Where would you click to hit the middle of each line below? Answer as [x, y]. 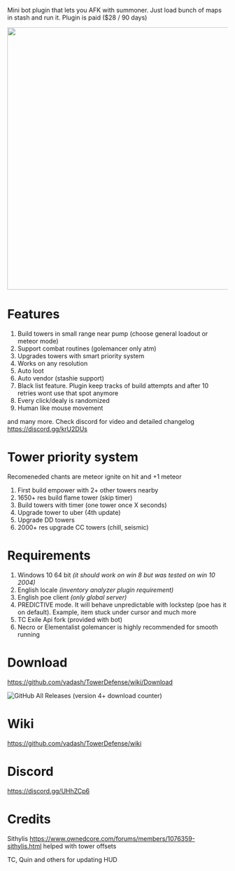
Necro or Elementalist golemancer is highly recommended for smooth [117, 627]
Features [34, 314]
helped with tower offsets [80, 846]
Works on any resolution [52, 363]
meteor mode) [38, 341]
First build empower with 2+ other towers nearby [88, 490]
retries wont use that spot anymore [68, 393]
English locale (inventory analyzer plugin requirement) [95, 590]
